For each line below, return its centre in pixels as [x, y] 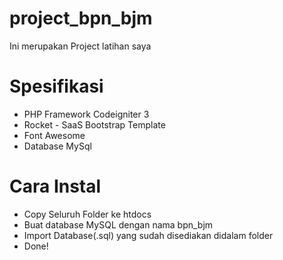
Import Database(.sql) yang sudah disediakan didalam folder [148, 235]
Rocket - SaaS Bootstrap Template [94, 124]
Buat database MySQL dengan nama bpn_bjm [118, 224]
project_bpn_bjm [81, 18]
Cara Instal [55, 186]
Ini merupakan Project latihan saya [80, 46]
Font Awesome [54, 135]
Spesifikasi [56, 86]
